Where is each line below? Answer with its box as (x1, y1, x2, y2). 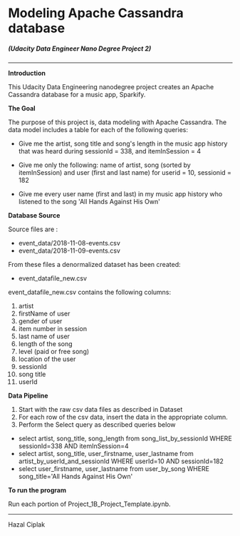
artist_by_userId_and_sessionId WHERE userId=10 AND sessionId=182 (18, 457, 224, 465)
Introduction (8, 69, 46, 78)
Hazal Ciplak (8, 520, 46, 529)
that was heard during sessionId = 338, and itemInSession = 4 (18, 147, 202, 156)
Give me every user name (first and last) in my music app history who (18, 190, 223, 198)
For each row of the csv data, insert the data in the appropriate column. (18, 413, 229, 422)
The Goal (8, 104, 36, 113)
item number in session (18, 325, 88, 333)
